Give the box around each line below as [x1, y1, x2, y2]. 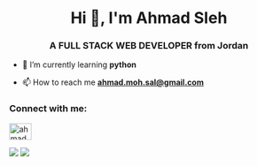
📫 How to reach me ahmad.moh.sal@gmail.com [21, 77, 204, 87]
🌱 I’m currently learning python [21, 59, 137, 70]
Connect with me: [9, 102, 88, 115]
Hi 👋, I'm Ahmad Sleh [70, 8, 228, 28]
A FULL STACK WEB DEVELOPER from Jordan [49, 40, 249, 52]
